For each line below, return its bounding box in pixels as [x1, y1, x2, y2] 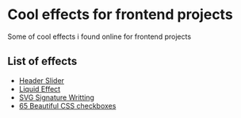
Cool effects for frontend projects [7, 6, 233, 24]
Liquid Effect [18, 84, 61, 93]
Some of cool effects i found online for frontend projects [7, 32, 192, 41]
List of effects [7, 55, 78, 68]
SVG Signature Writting [18, 93, 94, 102]
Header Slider [18, 75, 65, 85]
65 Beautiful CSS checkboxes [18, 101, 117, 110]
